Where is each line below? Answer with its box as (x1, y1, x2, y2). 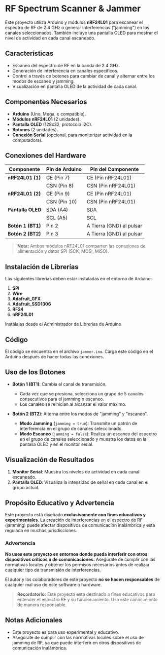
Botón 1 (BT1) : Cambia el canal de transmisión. (12, 381, 107, 387)
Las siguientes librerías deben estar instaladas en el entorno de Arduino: (5, 276, 152, 282)
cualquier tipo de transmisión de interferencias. (5, 567, 101, 573)
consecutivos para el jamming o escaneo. (19, 396, 104, 402)
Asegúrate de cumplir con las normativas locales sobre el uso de (12, 634, 144, 640)
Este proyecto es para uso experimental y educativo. (12, 629, 119, 635)
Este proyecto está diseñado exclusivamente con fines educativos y (5, 512, 146, 518)
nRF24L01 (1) (7, 174, 41, 181)
